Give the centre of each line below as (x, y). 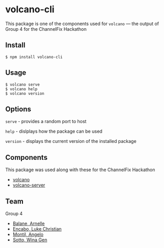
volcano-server (29, 185)
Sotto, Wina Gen (30, 240)
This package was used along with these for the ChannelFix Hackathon (80, 170)
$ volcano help (21, 89)
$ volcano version (25, 93)
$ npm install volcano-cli (34, 57)
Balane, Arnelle (29, 223)
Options (18, 109)
